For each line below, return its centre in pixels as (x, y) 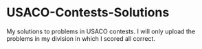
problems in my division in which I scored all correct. (81, 38)
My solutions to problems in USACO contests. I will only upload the (101, 31)
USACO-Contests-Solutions (88, 13)
